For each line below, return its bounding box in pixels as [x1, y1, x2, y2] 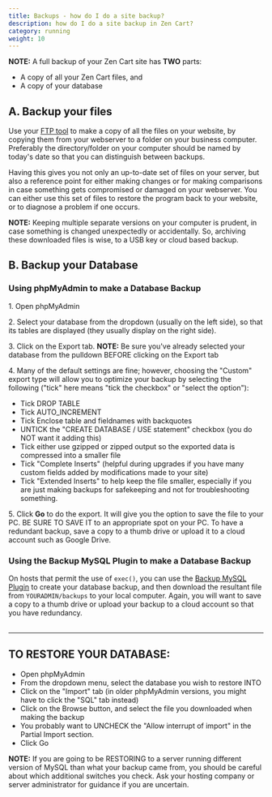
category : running [8, 27, 70, 35]
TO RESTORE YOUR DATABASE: [8, 648, 171, 662]
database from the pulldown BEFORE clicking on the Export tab [8, 349, 219, 359]
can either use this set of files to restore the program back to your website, [8, 194, 258, 204]
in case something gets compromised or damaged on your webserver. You [8, 185, 257, 195]
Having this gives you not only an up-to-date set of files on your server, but [8, 168, 260, 178]
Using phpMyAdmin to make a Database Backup [8, 283, 202, 294]
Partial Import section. [19, 729, 95, 739]
